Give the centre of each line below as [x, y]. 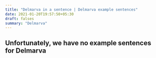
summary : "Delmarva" [26, 23]
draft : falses [20, 19]
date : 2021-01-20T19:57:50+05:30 [39, 14]
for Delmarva [26, 50]
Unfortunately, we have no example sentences [78, 43]
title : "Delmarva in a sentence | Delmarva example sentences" [72, 10]
